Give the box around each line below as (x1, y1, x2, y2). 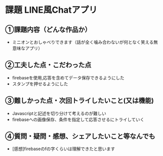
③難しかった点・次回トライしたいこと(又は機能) (5, 97, 154, 105)
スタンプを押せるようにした (12, 81, 69, 87)
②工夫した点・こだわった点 (5, 61, 92, 69)
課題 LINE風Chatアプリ (5, 4, 98, 16)
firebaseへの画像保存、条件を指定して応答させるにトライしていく (12, 117, 144, 122)
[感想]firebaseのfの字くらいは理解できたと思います (12, 146, 116, 152)
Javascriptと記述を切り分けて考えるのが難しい (12, 110, 107, 116)
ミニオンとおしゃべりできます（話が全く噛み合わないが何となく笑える (12, 39, 154, 45)
